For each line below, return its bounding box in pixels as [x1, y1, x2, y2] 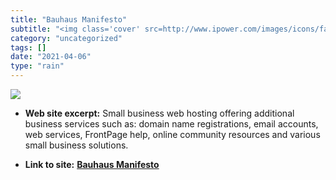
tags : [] [10, 42, 47, 53]
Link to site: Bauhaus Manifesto [24, 159, 160, 170]
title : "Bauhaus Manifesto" [10, 14, 128, 25]
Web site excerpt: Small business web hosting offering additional [24, 107, 295, 119]
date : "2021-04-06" [10, 52, 92, 62]
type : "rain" [10, 61, 65, 71]
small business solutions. [24, 139, 129, 151]
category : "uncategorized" [10, 33, 123, 43]
